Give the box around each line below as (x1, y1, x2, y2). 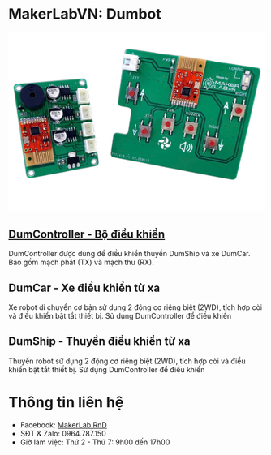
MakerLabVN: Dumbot (8, 5, 162, 24)
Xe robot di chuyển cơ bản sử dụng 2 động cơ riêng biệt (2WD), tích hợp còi (8, 302, 262, 312)
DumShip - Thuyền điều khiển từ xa (8, 334, 191, 349)
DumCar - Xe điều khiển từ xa (8, 281, 161, 294)
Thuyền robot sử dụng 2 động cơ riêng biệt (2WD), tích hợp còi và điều (8, 356, 246, 366)
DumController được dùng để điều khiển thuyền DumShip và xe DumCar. (8, 249, 251, 259)
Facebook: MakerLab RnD (19, 419, 107, 430)
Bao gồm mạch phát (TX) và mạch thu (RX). (8, 257, 154, 268)
